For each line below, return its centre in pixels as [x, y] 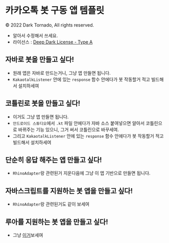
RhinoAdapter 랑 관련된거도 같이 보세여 [51, 204]
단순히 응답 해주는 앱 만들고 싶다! [54, 160]
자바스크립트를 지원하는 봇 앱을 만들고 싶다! [69, 191]
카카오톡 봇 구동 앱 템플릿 [55, 10]
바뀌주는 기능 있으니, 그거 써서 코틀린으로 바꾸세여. [68, 129]
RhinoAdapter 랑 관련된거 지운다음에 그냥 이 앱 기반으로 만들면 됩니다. [81, 173]
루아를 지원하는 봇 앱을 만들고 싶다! [57, 222]
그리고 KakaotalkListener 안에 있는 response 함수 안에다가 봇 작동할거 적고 [88, 136]
